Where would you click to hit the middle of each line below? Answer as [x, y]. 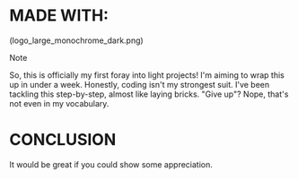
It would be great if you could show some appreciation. [111, 164]
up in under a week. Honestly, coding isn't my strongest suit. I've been [140, 84]
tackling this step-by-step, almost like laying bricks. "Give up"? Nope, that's [149, 94]
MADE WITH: [59, 16]
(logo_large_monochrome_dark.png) [76, 40]
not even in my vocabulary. [59, 103]
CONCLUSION [63, 140]
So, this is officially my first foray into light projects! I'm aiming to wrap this [147, 75]
